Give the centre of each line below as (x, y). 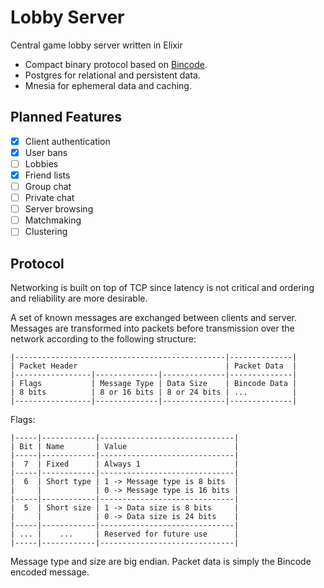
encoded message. (50, 572)
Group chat (48, 186)
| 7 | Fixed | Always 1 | (125, 464)
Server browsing (59, 209)
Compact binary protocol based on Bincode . (116, 64)
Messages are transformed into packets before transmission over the (152, 328)
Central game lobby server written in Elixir (96, 45)
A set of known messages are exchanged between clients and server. (154, 318)
